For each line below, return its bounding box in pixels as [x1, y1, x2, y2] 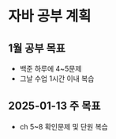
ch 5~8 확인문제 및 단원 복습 [19, 122, 108, 131]
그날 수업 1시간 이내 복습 [19, 74, 95, 83]
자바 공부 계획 [8, 7, 92, 25]
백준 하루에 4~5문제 [19, 64, 82, 73]
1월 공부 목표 [8, 41, 65, 55]
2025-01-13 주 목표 [8, 99, 101, 113]
